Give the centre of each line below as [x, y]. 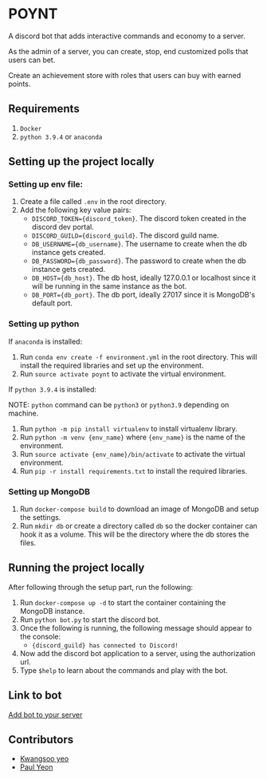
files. [28, 543]
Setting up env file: [46, 184]
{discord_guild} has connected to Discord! [105, 645]
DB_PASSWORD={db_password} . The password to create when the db [139, 261]
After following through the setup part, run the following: [101, 587]
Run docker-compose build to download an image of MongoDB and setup [139, 509]
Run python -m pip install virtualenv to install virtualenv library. [128, 428]
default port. [52, 303]
